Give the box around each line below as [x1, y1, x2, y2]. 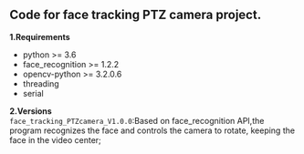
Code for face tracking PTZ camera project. [9, 7, 262, 23]
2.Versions [9, 105, 52, 117]
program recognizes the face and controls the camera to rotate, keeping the [9, 125, 295, 136]
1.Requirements [9, 31, 70, 42]
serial [22, 87, 44, 98]
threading [22, 77, 59, 89]
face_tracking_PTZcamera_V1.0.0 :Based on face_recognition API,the [9, 115, 265, 126]
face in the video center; [9, 134, 102, 145]
